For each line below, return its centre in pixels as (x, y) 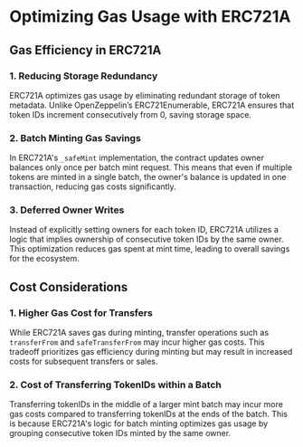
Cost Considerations (69, 287)
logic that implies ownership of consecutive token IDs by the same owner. (147, 239)
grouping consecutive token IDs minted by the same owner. (120, 433)
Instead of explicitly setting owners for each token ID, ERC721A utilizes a (144, 230)
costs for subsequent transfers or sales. (84, 361)
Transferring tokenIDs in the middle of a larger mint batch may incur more (146, 404)
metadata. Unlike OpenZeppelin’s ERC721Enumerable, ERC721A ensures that (152, 105)
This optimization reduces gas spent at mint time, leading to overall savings (150, 249)
